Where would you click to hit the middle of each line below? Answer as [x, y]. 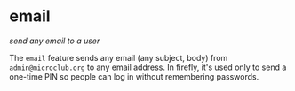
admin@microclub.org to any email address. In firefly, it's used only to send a [148, 67]
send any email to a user [55, 41]
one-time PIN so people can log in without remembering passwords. [134, 76]
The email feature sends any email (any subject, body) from [119, 57]
